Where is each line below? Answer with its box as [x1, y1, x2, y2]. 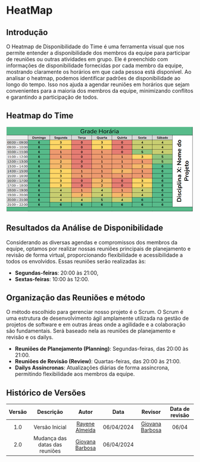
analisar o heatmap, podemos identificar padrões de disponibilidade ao [6, 75, 180, 81]
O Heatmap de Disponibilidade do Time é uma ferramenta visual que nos [6, 43, 185, 50]
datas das [37, 441, 62, 448]
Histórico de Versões [6, 388, 86, 398]
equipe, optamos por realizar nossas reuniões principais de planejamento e [6, 245, 191, 252]
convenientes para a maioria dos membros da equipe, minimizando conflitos [6, 87, 193, 94]
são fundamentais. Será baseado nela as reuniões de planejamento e [6, 328, 176, 335]
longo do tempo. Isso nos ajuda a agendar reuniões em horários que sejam [6, 81, 190, 88]
